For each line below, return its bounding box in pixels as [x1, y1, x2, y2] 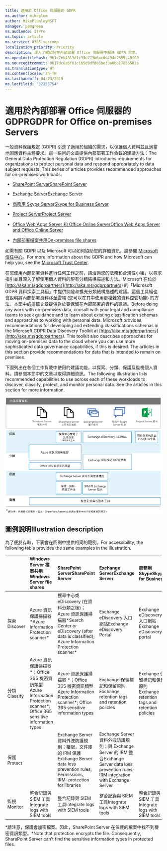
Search [69, 617, 84, 623]
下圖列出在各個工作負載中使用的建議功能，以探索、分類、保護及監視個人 [5, 364, 153, 370]
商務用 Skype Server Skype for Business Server [12, 201, 109, 207]
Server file [29, 579, 52, 585]
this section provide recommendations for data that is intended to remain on [5, 349, 161, 355]
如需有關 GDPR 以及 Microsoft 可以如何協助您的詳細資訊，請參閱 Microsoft [5, 247, 158, 253]
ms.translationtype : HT [5, 66, 55, 71]
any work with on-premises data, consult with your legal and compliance [5, 306, 154, 312]
